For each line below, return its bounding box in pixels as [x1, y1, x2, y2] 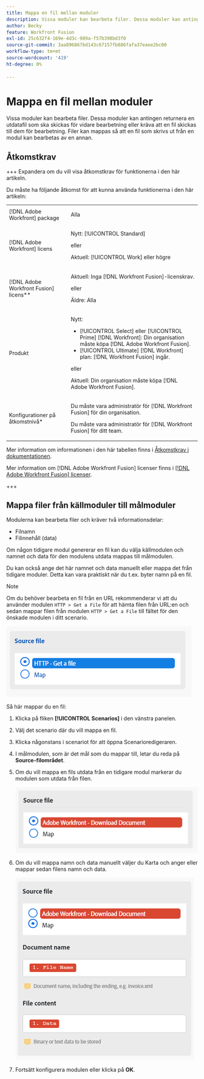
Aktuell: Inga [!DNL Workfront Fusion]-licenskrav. [70, 273, 195, 280]
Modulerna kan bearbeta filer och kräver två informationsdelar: [6, 516, 164, 524]
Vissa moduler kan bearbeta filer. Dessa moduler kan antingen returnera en [6, 114, 195, 122]
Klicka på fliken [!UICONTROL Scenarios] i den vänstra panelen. [15, 715, 177, 722]
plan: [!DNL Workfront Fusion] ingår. [80, 353, 170, 360]
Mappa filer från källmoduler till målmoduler [6, 500, 176, 510]
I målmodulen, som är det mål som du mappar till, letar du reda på [15, 750, 180, 757]
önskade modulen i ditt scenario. [6, 614, 88, 621]
